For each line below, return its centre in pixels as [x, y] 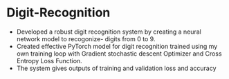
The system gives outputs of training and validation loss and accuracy [116, 68]
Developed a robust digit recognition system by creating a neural [109, 32]
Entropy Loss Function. [49, 60]
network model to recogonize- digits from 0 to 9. [86, 38]
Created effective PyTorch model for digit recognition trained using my [117, 46]
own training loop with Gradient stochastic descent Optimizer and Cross [119, 54]
